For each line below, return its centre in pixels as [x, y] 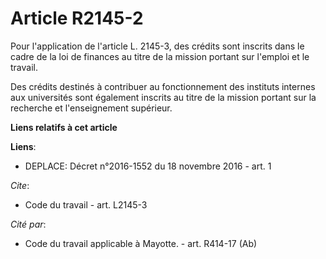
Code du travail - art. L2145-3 [86, 204]
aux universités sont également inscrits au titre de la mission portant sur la [163, 97]
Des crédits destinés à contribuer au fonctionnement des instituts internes [163, 86]
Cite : [20, 185]
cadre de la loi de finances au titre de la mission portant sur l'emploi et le [160, 56]
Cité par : [28, 224]
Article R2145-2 [77, 18]
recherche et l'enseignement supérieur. [91, 108]
